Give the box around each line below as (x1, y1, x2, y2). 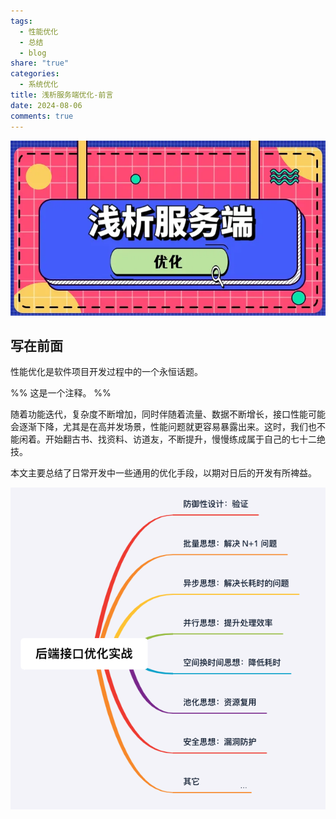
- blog (19, 48, 47, 58)
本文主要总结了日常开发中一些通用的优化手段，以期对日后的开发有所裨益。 (10, 467, 317, 479)
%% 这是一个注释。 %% (10, 387, 112, 399)
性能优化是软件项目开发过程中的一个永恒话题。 (10, 366, 203, 378)
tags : (10, 16, 33, 26)
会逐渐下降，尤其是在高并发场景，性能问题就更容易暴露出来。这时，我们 (10, 421, 308, 433)
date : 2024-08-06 (10, 100, 83, 110)
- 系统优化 (19, 80, 59, 90)
